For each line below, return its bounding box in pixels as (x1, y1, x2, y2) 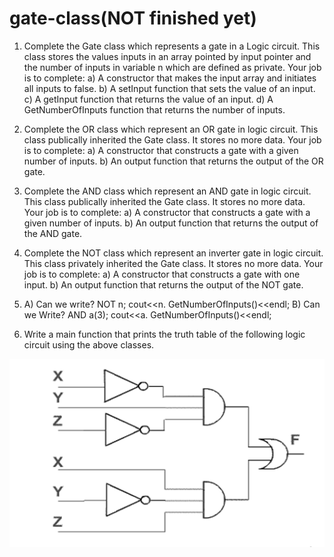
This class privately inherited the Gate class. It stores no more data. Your (23, 257, 324, 269)
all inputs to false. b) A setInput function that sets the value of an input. (23, 82, 316, 94)
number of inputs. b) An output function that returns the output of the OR (23, 155, 324, 167)
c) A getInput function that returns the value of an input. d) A (23, 93, 274, 105)
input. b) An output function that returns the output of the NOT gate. (23, 278, 304, 291)
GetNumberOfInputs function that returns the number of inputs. (23, 103, 286, 116)
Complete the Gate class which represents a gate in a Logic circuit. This (23, 40, 321, 52)
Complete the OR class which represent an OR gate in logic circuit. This (23, 123, 319, 135)
